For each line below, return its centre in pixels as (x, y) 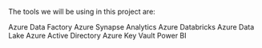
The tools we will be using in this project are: (82, 12)
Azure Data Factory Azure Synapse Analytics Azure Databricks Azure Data (131, 27)
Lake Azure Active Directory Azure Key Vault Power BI (97, 36)
